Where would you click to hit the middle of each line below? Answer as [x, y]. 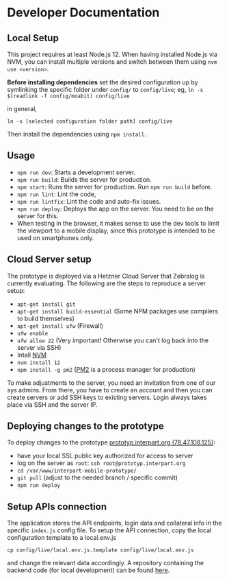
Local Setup [33, 38]
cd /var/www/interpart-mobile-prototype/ [77, 471]
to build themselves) [46, 318]
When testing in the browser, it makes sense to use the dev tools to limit [118, 223]
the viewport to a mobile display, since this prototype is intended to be [116, 230]
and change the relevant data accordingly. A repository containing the [106, 563]
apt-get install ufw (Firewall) [60, 325]
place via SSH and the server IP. [52, 404]
